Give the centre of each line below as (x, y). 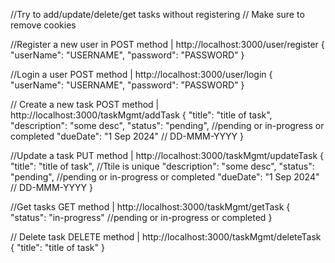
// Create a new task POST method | (85, 104)
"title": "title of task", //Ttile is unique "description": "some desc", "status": (162, 166)
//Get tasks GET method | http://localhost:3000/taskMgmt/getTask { (150, 207)
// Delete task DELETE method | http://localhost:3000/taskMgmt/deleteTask (166, 237)
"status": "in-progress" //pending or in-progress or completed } (141, 217)
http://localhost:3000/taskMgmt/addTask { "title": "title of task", (141, 115)
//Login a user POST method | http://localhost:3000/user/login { (141, 74)
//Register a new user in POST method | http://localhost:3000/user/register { (167, 44)
